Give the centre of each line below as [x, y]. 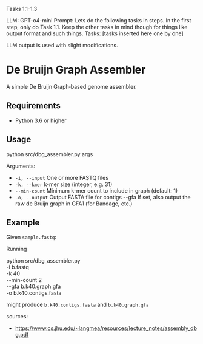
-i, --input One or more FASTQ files [62, 177]
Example [23, 222]
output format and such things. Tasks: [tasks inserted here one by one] [95, 33]
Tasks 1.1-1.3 [22, 9]
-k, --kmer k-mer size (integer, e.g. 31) [64, 184]
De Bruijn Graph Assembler [76, 70]
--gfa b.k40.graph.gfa [34, 287]
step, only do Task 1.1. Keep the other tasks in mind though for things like [97, 27]
